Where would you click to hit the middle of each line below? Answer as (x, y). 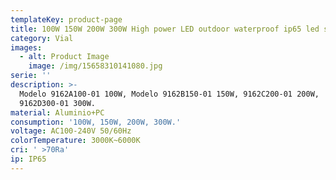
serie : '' (31, 76)
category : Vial (42, 38)
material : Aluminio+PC (57, 112)
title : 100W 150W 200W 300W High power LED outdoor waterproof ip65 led (165, 29)
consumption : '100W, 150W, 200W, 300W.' (96, 122)
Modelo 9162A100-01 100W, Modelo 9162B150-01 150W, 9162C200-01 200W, (169, 94)
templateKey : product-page (66, 19)
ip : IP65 (28, 159)
